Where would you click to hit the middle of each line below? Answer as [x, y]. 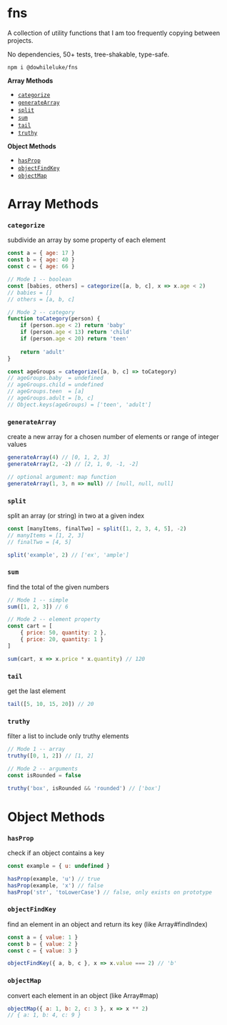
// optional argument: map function [62, 477]
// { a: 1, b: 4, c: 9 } [44, 1015]
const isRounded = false [44, 775]
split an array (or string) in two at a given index [76, 515]
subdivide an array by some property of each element [87, 240]
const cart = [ [30, 626]
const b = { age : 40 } [41, 260]
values [17, 445]
